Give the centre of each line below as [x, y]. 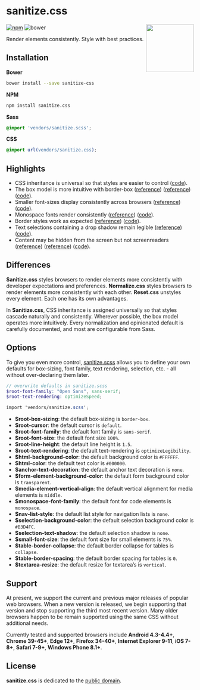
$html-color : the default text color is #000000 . [71, 463]
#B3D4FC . [25, 527]
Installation [27, 58]
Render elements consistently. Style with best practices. [75, 39]
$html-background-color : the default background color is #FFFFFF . [97, 457]
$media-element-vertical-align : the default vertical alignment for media [104, 489]
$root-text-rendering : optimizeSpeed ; [54, 397]
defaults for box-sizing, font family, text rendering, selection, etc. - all [91, 369]
